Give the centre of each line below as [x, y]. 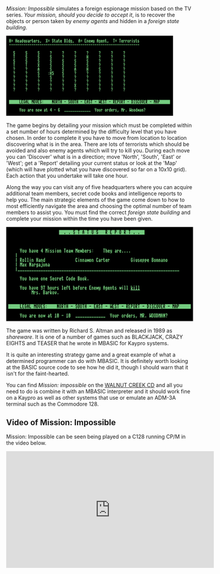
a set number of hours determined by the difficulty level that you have [91, 132]
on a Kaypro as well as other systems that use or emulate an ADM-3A [91, 397]
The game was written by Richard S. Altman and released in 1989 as [89, 330]
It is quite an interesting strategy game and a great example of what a [91, 355]
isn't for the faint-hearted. [38, 374]
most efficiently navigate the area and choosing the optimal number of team [99, 206]
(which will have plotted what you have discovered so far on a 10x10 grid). [96, 170]
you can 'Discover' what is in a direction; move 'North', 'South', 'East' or [94, 157]
